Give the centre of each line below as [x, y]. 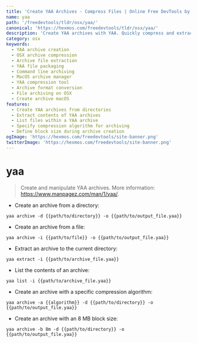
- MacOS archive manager [42, 77]
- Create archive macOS [40, 99]
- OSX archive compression [44, 55]
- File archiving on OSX [42, 93]
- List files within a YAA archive [55, 121]
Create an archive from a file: [50, 227]
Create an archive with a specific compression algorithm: [83, 291]
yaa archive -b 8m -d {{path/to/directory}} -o [65, 329]
